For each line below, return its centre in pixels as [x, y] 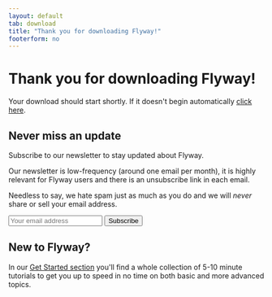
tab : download [32, 24]
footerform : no [34, 39]
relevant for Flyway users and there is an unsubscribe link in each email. [129, 179]
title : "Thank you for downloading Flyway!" [85, 31]
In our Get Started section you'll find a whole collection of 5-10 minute [125, 267]
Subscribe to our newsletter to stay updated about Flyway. [106, 155]
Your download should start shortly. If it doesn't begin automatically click [130, 102]
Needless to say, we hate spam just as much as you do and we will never [130, 195]
